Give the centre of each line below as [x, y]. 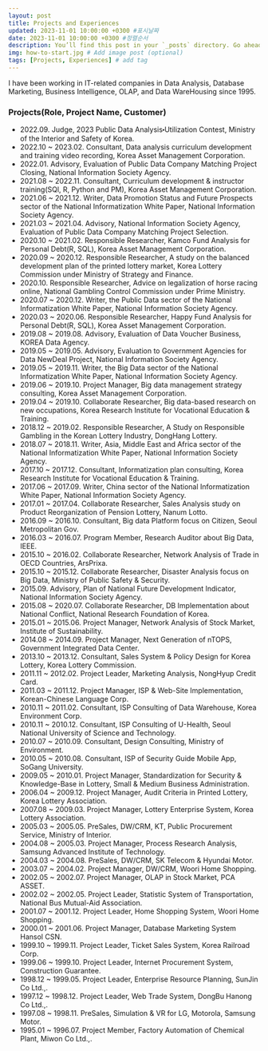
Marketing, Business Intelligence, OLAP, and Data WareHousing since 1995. [132, 91]
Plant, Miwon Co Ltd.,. [56, 1039]
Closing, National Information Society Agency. [95, 173]
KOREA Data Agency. [55, 342]
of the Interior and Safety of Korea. [77, 139]
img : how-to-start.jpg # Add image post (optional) [96, 53]
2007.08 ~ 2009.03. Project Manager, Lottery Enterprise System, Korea [136, 810]
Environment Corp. [51, 716]
